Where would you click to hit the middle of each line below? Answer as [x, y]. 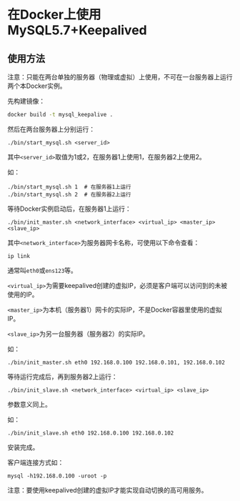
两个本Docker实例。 [37, 86]
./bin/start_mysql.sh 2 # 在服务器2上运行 [69, 194]
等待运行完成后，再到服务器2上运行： [62, 377]
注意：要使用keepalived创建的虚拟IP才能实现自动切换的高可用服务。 [108, 490]
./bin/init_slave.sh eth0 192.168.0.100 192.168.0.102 [91, 433]
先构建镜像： [26, 101]
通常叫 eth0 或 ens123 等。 [42, 270]
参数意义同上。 [29, 404]
